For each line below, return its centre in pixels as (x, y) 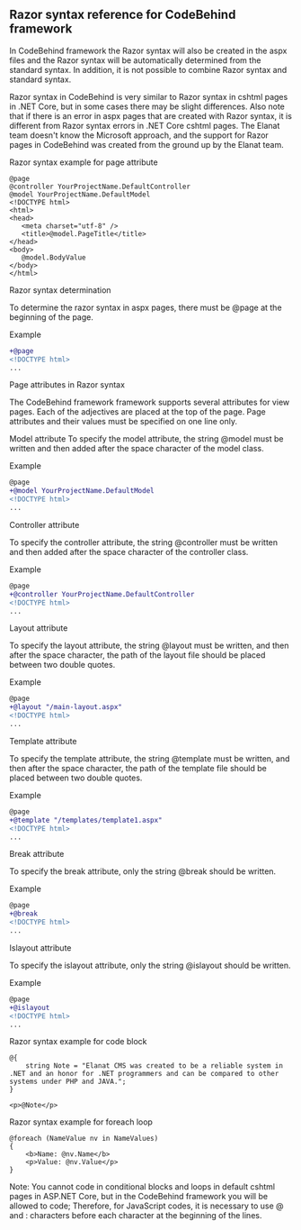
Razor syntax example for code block (78, 1042)
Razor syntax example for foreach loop (81, 1122)
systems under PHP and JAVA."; (68, 1082)
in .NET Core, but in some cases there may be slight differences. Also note (147, 106)
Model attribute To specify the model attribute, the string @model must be (146, 439)
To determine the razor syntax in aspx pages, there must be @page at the (146, 307)
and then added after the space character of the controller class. (129, 551)
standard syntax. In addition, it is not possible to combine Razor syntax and (148, 69)
